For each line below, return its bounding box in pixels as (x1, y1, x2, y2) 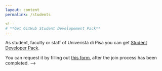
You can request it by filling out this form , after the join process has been (5, 55, 157, 61)
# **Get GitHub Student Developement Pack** (5, 26, 101, 31)
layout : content (5, 7, 39, 13)
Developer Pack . (5, 45, 40, 51)
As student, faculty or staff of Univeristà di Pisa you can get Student (5, 40, 147, 46)
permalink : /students (5, 12, 51, 17)
